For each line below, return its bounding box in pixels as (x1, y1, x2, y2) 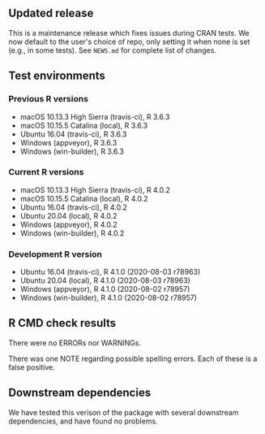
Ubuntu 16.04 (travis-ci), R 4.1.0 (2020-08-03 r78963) (19, 267, 201, 277)
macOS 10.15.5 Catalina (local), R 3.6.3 (19, 120, 148, 130)
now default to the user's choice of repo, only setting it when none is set (8, 37, 250, 46)
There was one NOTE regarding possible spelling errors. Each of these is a (8, 354, 258, 363)
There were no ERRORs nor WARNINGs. (8, 337, 142, 348)
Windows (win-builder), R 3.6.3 (19, 146, 124, 156)
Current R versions (8, 167, 84, 178)
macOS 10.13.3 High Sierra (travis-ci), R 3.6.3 (19, 111, 170, 121)
